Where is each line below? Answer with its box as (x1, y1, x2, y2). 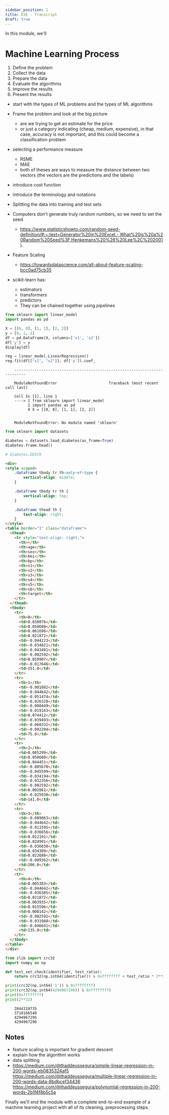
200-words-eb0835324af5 (12, 1068, 69, 1074)
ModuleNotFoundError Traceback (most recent (14, 381, 158, 386)
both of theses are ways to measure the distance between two (20, 167, 150, 173)
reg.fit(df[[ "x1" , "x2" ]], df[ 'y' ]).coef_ (5, 358, 96, 363)
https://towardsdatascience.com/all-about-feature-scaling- (20, 262, 143, 268)
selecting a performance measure (12, 146, 83, 152)
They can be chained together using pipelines (20, 303, 115, 309)
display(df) (5, 345, 30, 350)
